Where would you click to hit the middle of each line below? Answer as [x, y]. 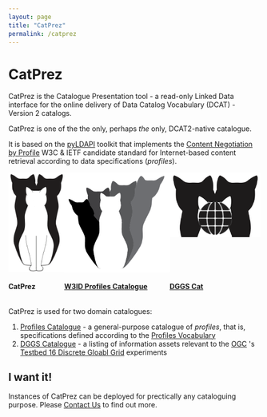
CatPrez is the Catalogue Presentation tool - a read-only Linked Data [121, 97]
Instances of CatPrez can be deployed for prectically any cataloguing [122, 396]
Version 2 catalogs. [40, 113]
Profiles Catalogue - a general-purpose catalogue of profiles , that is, [133, 327]
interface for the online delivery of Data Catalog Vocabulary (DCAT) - [122, 105]
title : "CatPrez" [37, 25]
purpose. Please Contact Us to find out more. [83, 405]
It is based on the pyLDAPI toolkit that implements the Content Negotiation [131, 145]
